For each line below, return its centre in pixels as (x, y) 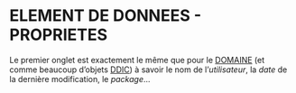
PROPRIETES (59, 35)
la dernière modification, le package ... (80, 79)
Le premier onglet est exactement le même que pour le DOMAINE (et (137, 60)
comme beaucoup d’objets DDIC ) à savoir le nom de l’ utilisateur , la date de (148, 70)
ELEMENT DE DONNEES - (106, 16)
